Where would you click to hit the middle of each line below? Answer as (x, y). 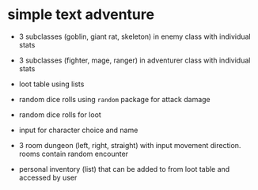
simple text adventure (81, 15)
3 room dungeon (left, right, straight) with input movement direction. (130, 145)
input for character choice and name (78, 130)
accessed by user (48, 177)
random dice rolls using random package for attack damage (114, 99)
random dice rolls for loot (60, 114)
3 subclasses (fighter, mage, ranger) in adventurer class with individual (135, 60)
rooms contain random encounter (73, 154)
